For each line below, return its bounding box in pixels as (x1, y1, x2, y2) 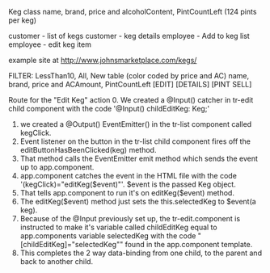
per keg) (8, 15, 37, 25)
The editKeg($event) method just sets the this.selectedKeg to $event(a (19, 197, 256, 206)
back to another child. (19, 257, 94, 266)
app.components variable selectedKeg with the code (19, 231, 196, 241)
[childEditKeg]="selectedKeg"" (19, 240, 124, 249)
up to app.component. (19, 162, 95, 172)
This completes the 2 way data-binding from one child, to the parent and (19, 248, 263, 258)
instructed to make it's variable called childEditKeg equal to (19, 222, 217, 232)
